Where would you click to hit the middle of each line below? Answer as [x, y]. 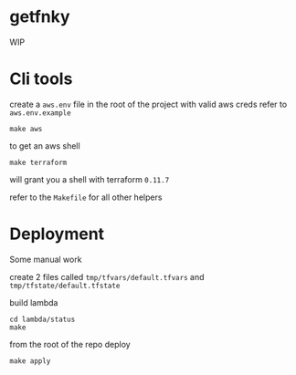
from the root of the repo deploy [70, 344]
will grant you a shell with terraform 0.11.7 [90, 179]
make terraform [38, 162]
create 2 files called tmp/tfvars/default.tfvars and [107, 276]
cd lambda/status [42, 319]
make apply [30, 361]
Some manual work [46, 259]
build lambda [34, 302]
